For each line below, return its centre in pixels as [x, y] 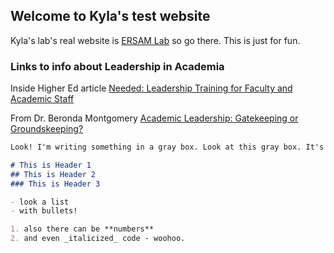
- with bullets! [44, 211]
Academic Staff [42, 99]
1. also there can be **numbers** [82, 229]
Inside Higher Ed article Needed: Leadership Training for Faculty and [151, 88]
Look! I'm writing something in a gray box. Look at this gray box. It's [167, 147]
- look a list [40, 202]
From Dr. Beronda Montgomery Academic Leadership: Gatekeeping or [154, 118]
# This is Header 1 [51, 165]
